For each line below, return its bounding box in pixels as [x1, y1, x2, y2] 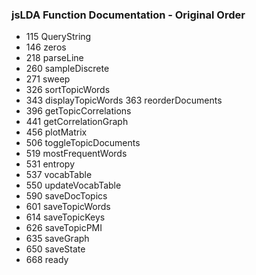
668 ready [25, 254, 69, 266]
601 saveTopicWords [25, 201, 111, 213]
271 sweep [25, 73, 71, 85]
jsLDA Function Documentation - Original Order [11, 8, 246, 22]
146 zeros [25, 41, 67, 53]
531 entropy [25, 158, 75, 170]
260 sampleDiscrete [25, 63, 110, 75]
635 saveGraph [25, 233, 90, 245]
